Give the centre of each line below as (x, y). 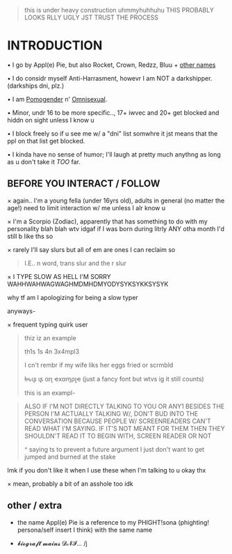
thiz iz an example (50, 338)
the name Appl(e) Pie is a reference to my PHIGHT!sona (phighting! (113, 522)
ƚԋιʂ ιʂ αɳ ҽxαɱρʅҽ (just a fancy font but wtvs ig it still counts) (114, 379)
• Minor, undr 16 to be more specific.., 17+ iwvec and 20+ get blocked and (113, 112)
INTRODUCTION (55, 46)
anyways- (22, 311)
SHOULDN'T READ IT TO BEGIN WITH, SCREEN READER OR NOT (118, 436)
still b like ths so (30, 236)
